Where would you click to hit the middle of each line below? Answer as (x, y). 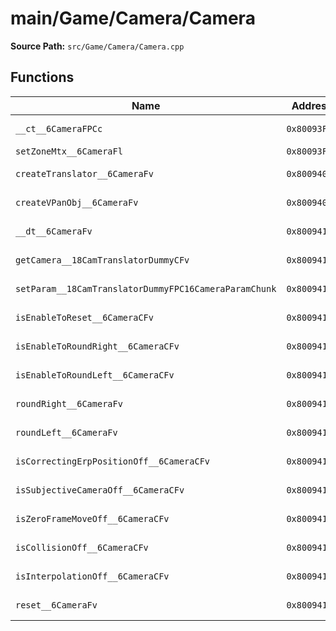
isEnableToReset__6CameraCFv (84, 317)
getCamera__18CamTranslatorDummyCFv (102, 260)
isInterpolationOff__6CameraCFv (92, 576)
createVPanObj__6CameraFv (77, 202)
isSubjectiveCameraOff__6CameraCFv (100, 490)
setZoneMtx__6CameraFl (69, 151)
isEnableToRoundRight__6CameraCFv (97, 346)
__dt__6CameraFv (54, 231)
